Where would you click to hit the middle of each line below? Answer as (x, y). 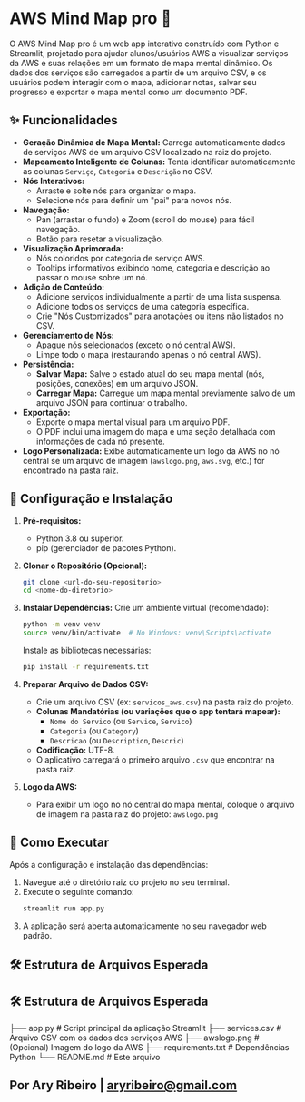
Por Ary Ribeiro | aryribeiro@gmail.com (123, 1085)
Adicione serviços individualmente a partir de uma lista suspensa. (159, 296)
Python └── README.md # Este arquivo (85, 1057)
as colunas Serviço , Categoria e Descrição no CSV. (118, 171)
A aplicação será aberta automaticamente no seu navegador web (145, 926)
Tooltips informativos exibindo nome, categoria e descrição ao (153, 268)
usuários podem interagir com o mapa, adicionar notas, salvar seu (133, 82)
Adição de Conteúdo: (64, 287)
